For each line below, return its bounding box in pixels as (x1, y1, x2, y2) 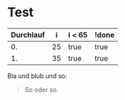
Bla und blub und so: (7, 72, 68, 80)
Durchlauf (11, 30, 45, 40)
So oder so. (24, 85, 59, 94)
